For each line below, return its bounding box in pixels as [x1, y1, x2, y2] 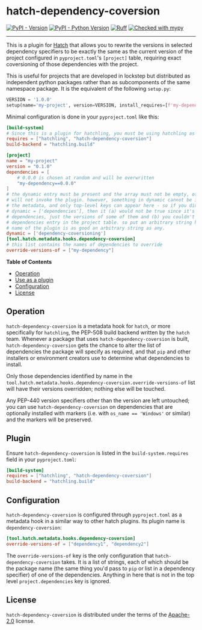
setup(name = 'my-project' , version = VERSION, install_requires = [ [6, 102, 168, 108]
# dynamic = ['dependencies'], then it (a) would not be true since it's [6, 208, 195, 214]
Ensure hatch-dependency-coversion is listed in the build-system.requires [6, 449, 189, 456]
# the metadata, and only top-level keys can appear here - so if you [6, 203, 187, 209]
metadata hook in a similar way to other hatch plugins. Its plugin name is [6, 518, 185, 524]
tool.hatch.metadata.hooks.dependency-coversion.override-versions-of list [6, 379, 195, 386]
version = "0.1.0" [6, 164, 52, 170]
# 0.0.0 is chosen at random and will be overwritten [17, 174, 155, 181]
